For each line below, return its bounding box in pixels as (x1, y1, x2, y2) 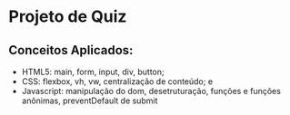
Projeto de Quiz (8, 6, 127, 27)
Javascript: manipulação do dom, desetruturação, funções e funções (21, 86, 281, 96)
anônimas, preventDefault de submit (21, 95, 158, 106)
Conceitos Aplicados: (8, 43, 134, 58)
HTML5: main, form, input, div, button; (21, 66, 165, 77)
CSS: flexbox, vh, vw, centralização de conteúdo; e (21, 76, 214, 87)
